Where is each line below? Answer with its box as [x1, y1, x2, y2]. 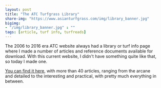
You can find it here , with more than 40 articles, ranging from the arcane [5, 68, 150, 73]
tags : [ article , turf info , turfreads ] [5, 30, 86, 35]
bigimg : [5, 20, 21, 26]
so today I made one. [5, 59, 47, 64]
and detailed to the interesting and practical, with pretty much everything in [5, 73, 157, 79]
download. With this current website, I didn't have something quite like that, [5, 53, 157, 59]
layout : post [5, 7, 32, 12]
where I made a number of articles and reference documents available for [5, 48, 153, 54]
